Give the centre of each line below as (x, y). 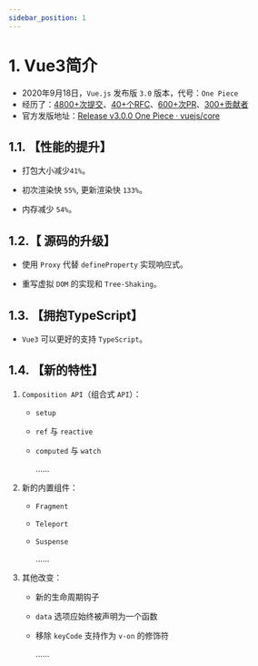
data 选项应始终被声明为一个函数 (96, 616)
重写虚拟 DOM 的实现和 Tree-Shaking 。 (91, 284)
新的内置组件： (50, 487)
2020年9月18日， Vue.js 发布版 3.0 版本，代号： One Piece (130, 93)
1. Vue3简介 (53, 66)
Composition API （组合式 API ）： (81, 394)
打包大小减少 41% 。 (56, 170)
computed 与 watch (68, 450)
